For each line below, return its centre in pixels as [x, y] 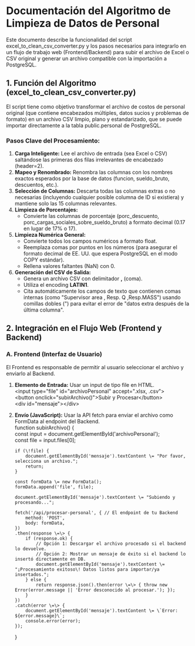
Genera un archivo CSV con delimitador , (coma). [83, 279]
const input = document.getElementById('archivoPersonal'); [87, 433]
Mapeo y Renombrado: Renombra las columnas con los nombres [94, 173]
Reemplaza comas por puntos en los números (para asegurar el [100, 247]
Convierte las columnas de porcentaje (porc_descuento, [91, 216]
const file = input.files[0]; [45, 440]
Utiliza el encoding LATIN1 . [56, 285]
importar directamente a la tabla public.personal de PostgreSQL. [84, 125]
